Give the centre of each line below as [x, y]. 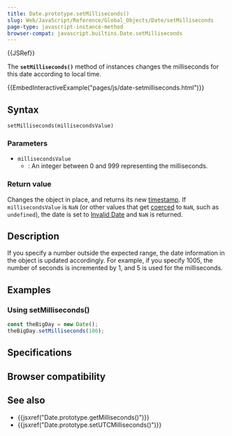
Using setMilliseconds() [49, 310]
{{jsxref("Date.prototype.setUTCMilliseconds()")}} [89, 425]
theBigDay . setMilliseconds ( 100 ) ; [56, 331]
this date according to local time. [54, 74]
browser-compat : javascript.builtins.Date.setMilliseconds [95, 33]
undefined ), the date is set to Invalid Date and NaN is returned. [95, 214]
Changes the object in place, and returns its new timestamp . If [97, 199]
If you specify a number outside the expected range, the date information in [116, 253]
